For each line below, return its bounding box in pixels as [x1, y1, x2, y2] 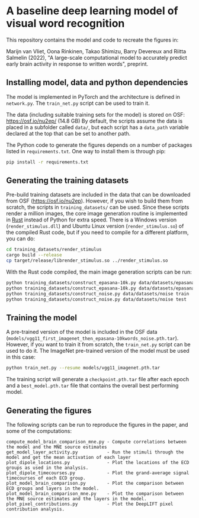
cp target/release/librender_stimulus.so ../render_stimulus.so [6, 258, 168, 264]
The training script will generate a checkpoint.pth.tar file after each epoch [6, 376, 190, 383]
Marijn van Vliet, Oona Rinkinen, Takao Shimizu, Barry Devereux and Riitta [6, 47, 187, 54]
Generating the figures [6, 406, 92, 416]
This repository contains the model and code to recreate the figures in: [6, 36, 179, 43]
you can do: [6, 235, 36, 242]
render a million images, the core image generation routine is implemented [6, 210, 188, 217]
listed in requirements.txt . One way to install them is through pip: [6, 147, 166, 155]
